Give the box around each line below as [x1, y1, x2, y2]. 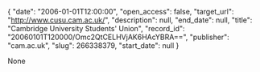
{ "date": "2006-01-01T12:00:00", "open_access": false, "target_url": [7, 7, 234, 16]
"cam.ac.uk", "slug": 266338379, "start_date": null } [7, 41, 180, 50]
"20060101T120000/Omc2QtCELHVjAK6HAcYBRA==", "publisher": [7, 32, 230, 42]
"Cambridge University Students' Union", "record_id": [7, 24, 186, 33]
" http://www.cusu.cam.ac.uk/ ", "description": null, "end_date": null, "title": [7, 15, 253, 25]
